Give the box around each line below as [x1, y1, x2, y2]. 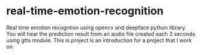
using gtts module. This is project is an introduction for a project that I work [6, 36, 192, 44]
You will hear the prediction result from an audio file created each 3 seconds [6, 30, 196, 37]
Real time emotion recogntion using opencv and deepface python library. [6, 24, 187, 31]
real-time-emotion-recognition [6, 4, 164, 18]
